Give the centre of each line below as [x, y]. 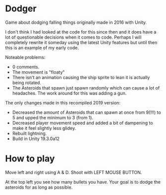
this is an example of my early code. [42, 48]
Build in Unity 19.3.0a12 [36, 139]
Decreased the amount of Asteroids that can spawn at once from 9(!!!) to [86, 112]
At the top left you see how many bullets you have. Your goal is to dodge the [83, 182]
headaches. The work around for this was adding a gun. [69, 93]
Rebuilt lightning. [29, 133]
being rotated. [27, 83]
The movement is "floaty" [39, 72]
